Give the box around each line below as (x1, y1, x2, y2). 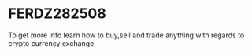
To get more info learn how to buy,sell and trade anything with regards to (8, 30, 245, 40)
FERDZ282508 (8, 5, 106, 23)
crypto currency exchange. (8, 38, 96, 47)
